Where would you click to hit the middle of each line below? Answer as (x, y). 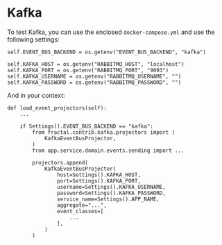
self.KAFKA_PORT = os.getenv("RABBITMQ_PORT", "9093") (88, 70)
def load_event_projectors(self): (57, 108)
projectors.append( (60, 162)
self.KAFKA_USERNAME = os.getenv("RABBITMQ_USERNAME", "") (94, 76)
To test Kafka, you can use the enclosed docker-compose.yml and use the (111, 32)
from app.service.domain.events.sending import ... (109, 151)
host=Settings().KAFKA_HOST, (99, 175)
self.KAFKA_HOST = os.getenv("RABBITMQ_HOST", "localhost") (96, 64)
